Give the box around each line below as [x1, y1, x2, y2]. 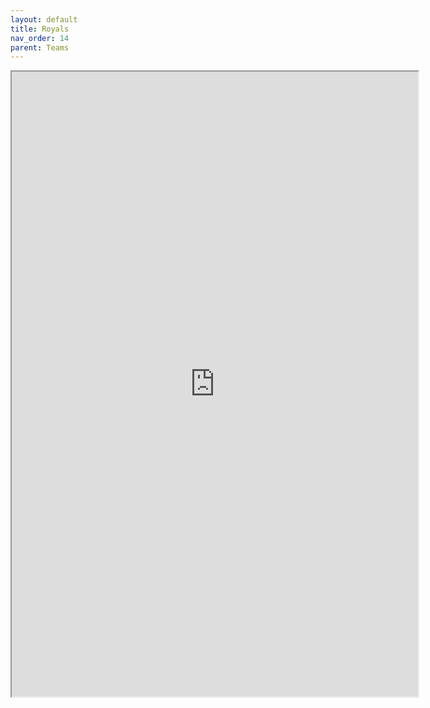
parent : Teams [10, 42, 70, 53]
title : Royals [10, 24, 70, 34]
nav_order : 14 [10, 33, 70, 43]
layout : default [10, 14, 78, 25]
